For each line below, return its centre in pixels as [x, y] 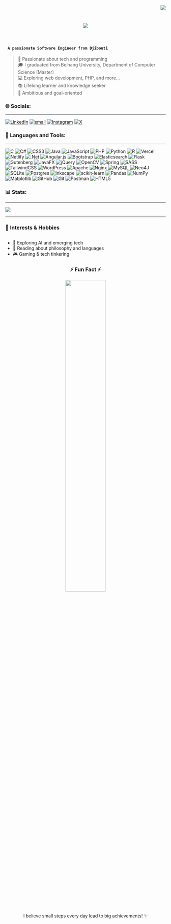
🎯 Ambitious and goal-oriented [50, 93]
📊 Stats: [16, 192]
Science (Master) [36, 72]
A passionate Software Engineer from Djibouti [58, 48]
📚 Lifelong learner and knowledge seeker [62, 86]
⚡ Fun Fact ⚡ [85, 269]
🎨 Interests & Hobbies [33, 228]
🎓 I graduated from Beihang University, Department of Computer [87, 65]
